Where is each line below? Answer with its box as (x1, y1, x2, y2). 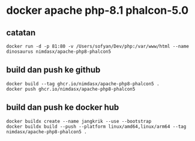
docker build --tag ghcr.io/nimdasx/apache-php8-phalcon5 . (6, 80, 160, 87)
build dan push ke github (6, 65, 101, 75)
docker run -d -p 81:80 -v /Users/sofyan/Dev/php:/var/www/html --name (6, 43, 189, 49)
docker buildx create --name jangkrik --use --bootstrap (6, 118, 152, 124)
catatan (6, 28, 36, 38)
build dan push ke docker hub (6, 103, 119, 113)
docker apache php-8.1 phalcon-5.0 (6, 4, 189, 17)
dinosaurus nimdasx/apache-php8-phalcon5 (6, 49, 112, 55)
